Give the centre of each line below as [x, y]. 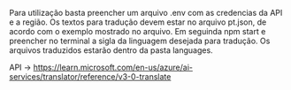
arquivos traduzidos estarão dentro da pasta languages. [111, 50]
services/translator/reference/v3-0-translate [90, 77]
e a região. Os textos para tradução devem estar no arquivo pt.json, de [138, 22]
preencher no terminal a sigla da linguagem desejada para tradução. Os [140, 41]
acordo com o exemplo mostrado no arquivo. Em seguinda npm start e [138, 31]
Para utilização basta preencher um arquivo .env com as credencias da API [146, 13]
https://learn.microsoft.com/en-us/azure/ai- [113, 67]
